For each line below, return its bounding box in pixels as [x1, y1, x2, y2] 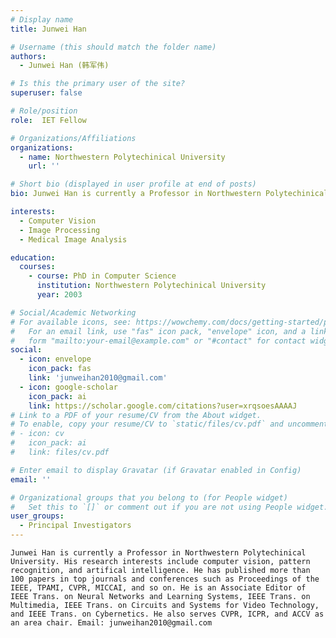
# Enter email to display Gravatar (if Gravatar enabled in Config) [10, 465, 302, 475]
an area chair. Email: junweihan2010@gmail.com [10, 618, 213, 628]
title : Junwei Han [10, 24, 87, 34]
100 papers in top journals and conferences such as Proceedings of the [10, 574, 320, 584]
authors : [10, 51, 47, 61]
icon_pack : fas [28, 364, 92, 374]
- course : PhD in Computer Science [28, 271, 177, 281]
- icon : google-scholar [19, 382, 118, 392]
